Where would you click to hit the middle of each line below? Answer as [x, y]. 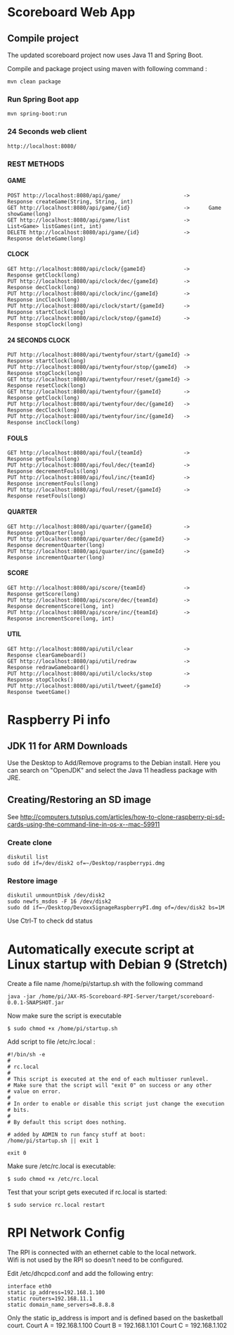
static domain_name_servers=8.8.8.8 [61, 1305]
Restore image [33, 880]
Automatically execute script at [101, 949]
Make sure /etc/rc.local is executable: [61, 1166]
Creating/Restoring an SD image [79, 800]
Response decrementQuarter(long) [56, 545]
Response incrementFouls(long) [53, 484]
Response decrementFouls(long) [53, 472]
